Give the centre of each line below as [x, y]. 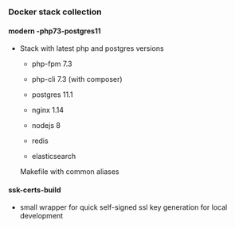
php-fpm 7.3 [52, 64]
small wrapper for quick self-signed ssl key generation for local [123, 207]
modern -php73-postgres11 [55, 31]
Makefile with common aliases [69, 172]
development [41, 216]
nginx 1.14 [47, 110]
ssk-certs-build [35, 190]
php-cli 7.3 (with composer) [77, 79]
